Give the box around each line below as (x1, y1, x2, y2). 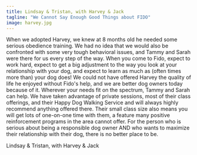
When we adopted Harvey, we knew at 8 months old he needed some (6, 36, 178, 43)
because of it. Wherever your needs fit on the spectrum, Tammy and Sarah (6, 87, 190, 94)
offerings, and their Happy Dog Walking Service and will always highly (6, 99, 179, 106)
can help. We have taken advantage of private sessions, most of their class (6, 93, 191, 100)
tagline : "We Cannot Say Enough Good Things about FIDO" (6, 14, 151, 20)
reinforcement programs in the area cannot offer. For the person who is (6, 118, 181, 125)
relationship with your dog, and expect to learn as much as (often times (6, 68, 181, 75)
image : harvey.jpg (6, 20, 52, 26)
